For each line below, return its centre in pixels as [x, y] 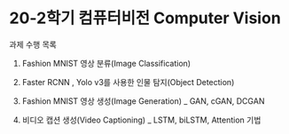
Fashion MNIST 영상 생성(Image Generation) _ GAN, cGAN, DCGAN [143, 101]
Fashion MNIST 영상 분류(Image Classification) [106, 63]
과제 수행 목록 [33, 44]
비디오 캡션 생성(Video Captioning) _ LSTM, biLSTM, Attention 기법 [141, 120]
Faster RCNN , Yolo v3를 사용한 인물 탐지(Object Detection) [128, 82]
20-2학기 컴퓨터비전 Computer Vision [145, 18]
